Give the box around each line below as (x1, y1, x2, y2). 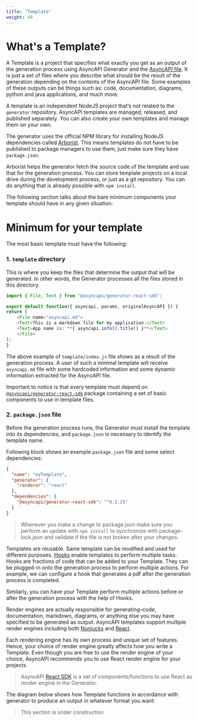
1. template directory (6, 255, 66, 263)
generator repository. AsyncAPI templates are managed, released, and (6, 109, 177, 116)
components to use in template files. (6, 396, 95, 403)
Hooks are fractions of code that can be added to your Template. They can (6, 557, 189, 564)
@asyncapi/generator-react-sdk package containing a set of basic (6, 389, 167, 396)
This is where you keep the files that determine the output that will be (6, 268, 175, 276)
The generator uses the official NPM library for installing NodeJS (6, 133, 164, 140)
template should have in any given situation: (6, 200, 113, 207)
